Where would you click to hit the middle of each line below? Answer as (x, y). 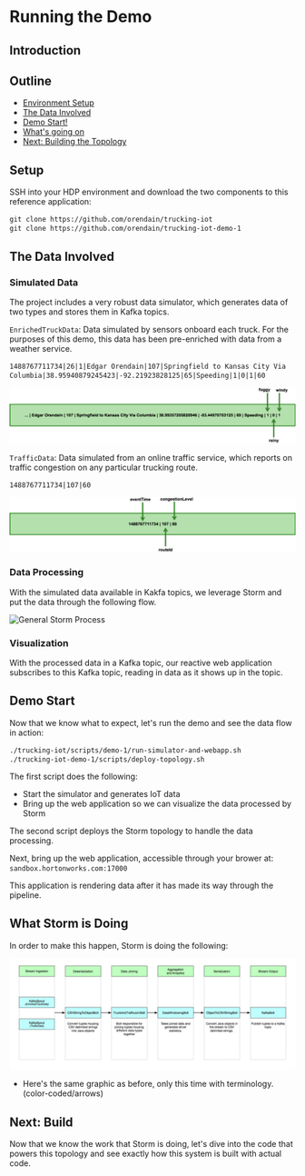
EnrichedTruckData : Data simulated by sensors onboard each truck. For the (149, 329)
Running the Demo (81, 17)
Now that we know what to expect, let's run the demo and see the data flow (151, 723)
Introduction (45, 50)
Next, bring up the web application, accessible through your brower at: (142, 858)
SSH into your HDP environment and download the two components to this (149, 192)
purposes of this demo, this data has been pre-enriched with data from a (146, 339)
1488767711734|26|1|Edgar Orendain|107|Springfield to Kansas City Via (148, 366)
